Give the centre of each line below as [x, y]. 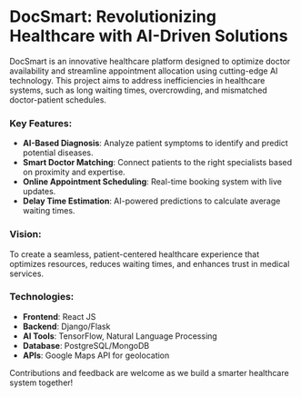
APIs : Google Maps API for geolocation [96, 355]
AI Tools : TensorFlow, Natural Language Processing [120, 336]
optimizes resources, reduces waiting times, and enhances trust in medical [150, 263]
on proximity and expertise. [74, 172]
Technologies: [42, 297]
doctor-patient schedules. [58, 99]
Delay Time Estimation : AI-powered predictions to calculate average [151, 201]
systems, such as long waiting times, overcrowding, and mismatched [139, 90]
